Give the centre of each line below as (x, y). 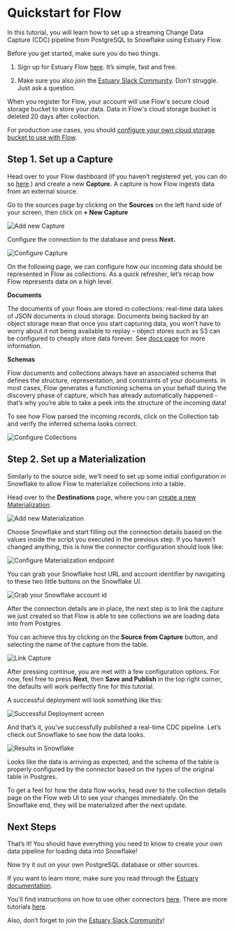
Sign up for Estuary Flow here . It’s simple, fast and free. (97, 67)
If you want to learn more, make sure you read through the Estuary (103, 878)
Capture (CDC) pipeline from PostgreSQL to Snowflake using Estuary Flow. (115, 39)
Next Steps (32, 827)
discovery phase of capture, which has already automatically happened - (112, 395)
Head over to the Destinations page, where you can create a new (102, 497)
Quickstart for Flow (65, 13)
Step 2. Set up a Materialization (77, 459)
